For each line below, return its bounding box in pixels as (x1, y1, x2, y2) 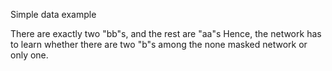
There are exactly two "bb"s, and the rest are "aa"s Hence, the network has (10, 28, 322, 39)
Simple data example (10, 9, 97, 20)
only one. (10, 49, 49, 61)
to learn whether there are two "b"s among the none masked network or (10, 39, 308, 50)
